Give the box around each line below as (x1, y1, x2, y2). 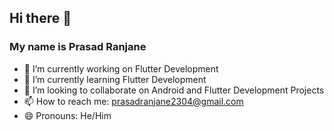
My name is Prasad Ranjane (9, 40, 147, 54)
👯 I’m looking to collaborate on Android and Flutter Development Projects (23, 84, 325, 96)
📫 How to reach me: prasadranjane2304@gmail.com (23, 95, 244, 107)
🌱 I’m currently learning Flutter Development (23, 73, 207, 85)
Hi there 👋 (9, 10, 72, 27)
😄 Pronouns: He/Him (23, 109, 112, 121)
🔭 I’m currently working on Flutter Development (23, 62, 219, 75)
